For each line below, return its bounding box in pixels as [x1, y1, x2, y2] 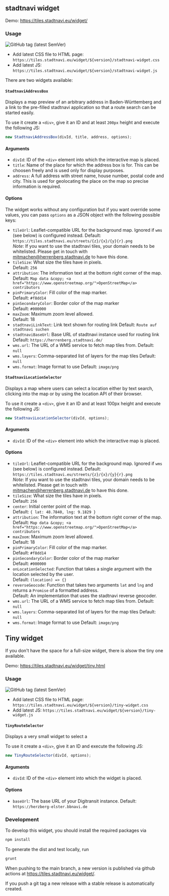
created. [5, 885, 23, 891]
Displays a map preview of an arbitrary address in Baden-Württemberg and [5, 99, 161, 105]
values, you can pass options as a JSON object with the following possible [5, 212, 160, 218]
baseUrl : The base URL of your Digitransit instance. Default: [12, 798, 137, 804]
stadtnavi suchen [12, 327, 49, 332]
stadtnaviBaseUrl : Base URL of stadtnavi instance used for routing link [12, 331, 159, 337]
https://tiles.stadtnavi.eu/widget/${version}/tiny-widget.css [12, 703, 149, 708]
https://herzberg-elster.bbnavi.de [12, 804, 88, 809]
